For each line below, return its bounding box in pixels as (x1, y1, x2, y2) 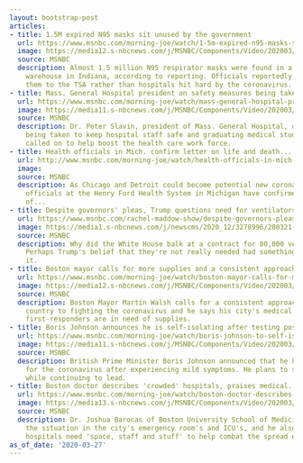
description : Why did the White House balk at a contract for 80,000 (17, 240, 284, 249)
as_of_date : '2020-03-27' (9, 440, 106, 449)
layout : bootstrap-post (9, 13, 99, 23)
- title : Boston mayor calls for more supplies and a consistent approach (9, 265, 297, 274)
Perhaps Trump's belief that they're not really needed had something (25, 248, 297, 257)
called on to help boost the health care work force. (25, 139, 232, 148)
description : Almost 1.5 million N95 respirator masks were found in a (17, 64, 293, 73)
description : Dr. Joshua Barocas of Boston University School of (17, 415, 269, 424)
